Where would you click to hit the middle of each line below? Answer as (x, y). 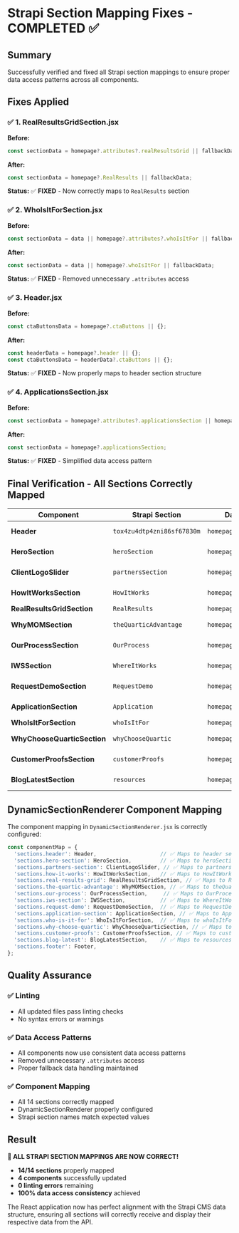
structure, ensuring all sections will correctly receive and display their (109, 1214)
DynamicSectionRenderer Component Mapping (115, 810)
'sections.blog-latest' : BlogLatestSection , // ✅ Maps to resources (123, 940)
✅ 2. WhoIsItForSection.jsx (55, 210)
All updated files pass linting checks (70, 1011)
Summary (30, 55)
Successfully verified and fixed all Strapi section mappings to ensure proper (118, 72)
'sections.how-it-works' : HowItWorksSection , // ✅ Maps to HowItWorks (124, 874)
